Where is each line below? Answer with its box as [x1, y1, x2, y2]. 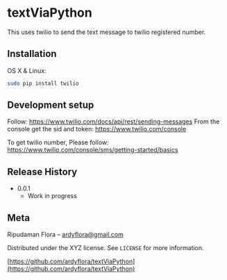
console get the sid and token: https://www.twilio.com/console [7, 125, 187, 133]
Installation [7, 48, 57, 60]
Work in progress [27, 192, 78, 200]
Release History [7, 165, 78, 178]
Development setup [7, 99, 94, 111]
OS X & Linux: [7, 66, 47, 74]
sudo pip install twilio [7, 80, 79, 87]
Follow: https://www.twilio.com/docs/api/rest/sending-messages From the [7, 117, 220, 126]
